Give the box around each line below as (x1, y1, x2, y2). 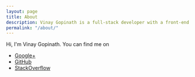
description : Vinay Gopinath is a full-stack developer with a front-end (6, 19, 190, 25)
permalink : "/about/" (6, 24, 59, 31)
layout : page (6, 8, 38, 15)
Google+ (14, 52, 36, 59)
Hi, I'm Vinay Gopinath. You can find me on (6, 41, 110, 48)
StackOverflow (14, 65, 51, 72)
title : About (6, 14, 38, 20)
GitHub (14, 58, 32, 65)
